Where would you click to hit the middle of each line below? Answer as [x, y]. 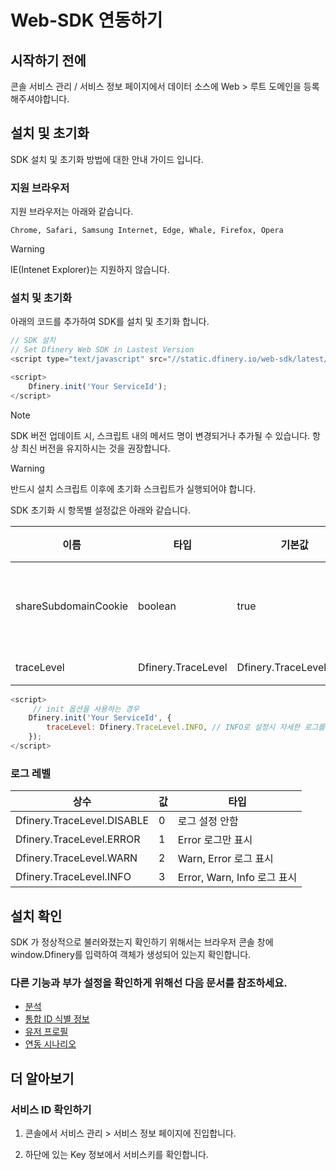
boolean [157, 606]
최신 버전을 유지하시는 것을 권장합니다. [95, 448]
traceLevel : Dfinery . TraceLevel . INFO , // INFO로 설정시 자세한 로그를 [186, 727]
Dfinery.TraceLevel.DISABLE [82, 821]
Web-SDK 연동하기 [86, 20]
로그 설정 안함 [208, 821]
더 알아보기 [42, 1078]
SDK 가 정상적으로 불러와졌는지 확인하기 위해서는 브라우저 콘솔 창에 [142, 942]
